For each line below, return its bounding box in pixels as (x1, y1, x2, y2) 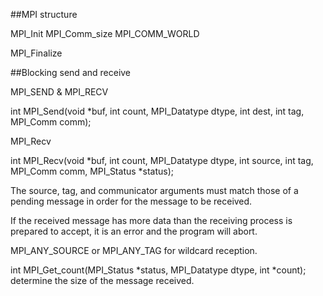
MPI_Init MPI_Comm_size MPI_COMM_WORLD (10, 28, 200, 39)
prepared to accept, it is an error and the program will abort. (10, 225, 258, 237)
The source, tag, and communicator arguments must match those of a (10, 185, 299, 196)
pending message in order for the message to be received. (10, 195, 253, 207)
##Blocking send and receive (10, 67, 132, 78)
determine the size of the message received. (10, 275, 195, 286)
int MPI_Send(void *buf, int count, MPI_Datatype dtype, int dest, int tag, (10, 105, 305, 117)
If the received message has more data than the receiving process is (10, 215, 293, 226)
